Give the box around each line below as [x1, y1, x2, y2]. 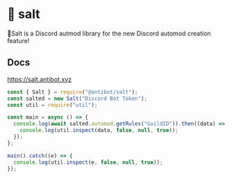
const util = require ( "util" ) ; [7, 101, 98, 108]
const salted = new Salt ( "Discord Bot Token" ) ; [7, 95, 148, 102]
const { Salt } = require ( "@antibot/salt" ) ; [7, 88, 138, 96]
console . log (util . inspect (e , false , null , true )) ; [13, 159, 163, 166]
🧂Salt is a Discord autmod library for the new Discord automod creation [7, 29, 211, 37]
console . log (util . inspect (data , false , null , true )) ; [19, 127, 179, 134]
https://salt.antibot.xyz [7, 75, 72, 83]
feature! [7, 36, 30, 44]
